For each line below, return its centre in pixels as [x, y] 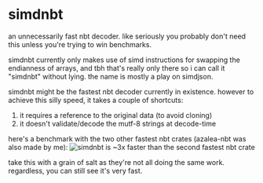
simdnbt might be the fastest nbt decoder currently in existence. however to [131, 91]
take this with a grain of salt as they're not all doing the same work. [117, 162]
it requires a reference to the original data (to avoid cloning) [116, 115]
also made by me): [38, 147]
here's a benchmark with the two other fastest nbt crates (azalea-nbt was [127, 138]
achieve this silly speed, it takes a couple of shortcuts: [96, 100]
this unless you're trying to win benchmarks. [80, 44]
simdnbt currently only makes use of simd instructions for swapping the [124, 60]
